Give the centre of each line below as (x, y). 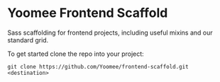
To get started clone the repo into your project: (76, 54)
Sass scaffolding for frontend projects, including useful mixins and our (110, 33)
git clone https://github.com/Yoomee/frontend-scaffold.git (98, 66)
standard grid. (28, 40)
